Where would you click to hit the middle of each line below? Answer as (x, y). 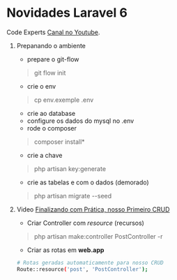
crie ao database (51, 113)
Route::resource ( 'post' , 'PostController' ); (82, 269)
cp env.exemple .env (64, 100)
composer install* (59, 142)
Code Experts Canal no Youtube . (53, 32)
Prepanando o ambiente (51, 45)
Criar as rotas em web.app (66, 250)
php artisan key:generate (70, 168)
